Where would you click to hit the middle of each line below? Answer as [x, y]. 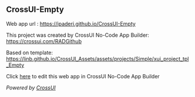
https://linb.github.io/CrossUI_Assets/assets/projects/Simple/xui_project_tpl [97, 58]
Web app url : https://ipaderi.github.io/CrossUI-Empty [71, 23]
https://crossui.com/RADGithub [44, 41]
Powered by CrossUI [31, 88]
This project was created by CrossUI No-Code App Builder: [78, 35]
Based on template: [30, 53]
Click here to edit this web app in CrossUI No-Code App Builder [83, 76]
